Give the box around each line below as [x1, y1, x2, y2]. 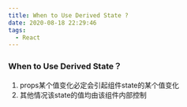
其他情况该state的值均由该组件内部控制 [19, 90, 148, 99]
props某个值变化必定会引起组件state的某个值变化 [19, 80, 180, 90]
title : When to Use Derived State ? [8, 11, 129, 20]
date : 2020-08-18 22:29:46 [8, 19, 97, 27]
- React [15, 33, 41, 42]
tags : [8, 26, 26, 34]
